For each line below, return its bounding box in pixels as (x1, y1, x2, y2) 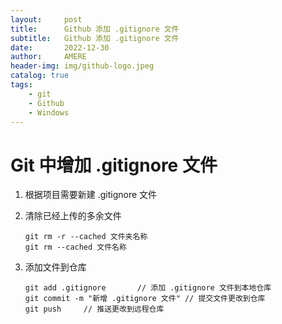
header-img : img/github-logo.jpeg (10, 61, 155, 71)
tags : (10, 80, 33, 90)
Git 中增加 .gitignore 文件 (10, 154, 218, 176)
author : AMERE (10, 52, 87, 62)
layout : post (10, 14, 83, 25)
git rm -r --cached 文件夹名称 (24, 232, 148, 242)
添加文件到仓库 (24, 261, 87, 273)
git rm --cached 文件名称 (24, 242, 127, 253)
